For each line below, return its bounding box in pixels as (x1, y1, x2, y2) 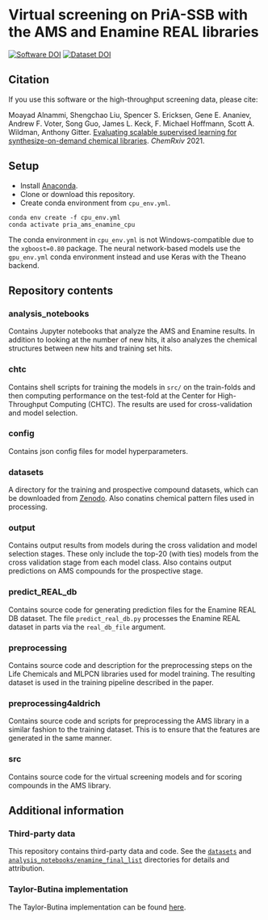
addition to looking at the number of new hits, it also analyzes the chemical (8, 335, 258, 345)
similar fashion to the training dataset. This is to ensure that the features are (8, 725, 261, 734)
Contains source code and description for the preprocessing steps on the (8, 661, 253, 670)
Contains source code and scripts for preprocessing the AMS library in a (8, 716, 249, 726)
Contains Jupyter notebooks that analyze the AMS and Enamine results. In (8, 326, 256, 336)
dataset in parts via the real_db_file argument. (8, 622, 166, 632)
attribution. (8, 863, 45, 873)
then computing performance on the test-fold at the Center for (8, 390, 216, 401)
